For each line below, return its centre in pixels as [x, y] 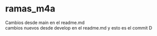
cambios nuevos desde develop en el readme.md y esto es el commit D [79, 27]
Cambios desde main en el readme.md [45, 22]
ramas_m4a [30, 9]
